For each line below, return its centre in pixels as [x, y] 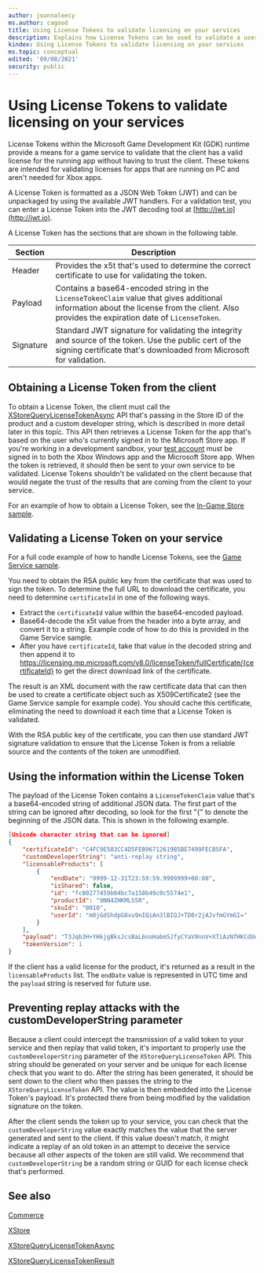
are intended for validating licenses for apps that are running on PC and [124, 169]
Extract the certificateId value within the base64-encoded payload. [132, 613]
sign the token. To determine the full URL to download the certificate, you [127, 589]
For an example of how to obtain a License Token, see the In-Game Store [126, 505]
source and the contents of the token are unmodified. [94, 752]
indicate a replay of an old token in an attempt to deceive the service [119, 1146]
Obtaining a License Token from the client [112, 388]
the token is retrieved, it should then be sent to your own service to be [122, 465]
